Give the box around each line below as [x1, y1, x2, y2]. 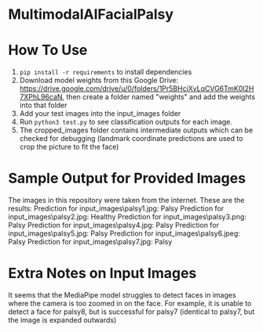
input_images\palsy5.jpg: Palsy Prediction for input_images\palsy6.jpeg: [8, 229, 241, 238]
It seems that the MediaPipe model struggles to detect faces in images [8, 290, 237, 299]
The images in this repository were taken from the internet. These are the [8, 196, 245, 205]
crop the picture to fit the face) [19, 143, 119, 152]
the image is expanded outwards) [8, 316, 117, 324]
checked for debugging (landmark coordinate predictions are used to [19, 134, 243, 143]
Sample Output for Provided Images [8, 170, 246, 187]
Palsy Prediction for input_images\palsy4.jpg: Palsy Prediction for [8, 221, 220, 230]
